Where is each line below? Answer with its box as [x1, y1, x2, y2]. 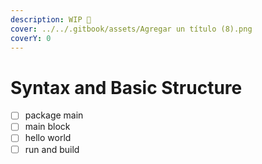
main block [24, 121, 71, 133]
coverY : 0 [10, 33, 52, 43]
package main [24, 109, 84, 121]
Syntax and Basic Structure [10, 76, 243, 99]
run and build [24, 143, 80, 155]
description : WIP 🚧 [10, 14, 92, 25]
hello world [24, 132, 72, 144]
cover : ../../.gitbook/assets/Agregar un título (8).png [10, 24, 253, 34]
